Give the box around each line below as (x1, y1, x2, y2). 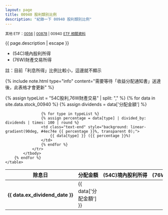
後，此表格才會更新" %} (5, 84, 54, 90)
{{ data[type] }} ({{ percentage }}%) (49, 134, 131, 139)
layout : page (5, 7, 32, 13)
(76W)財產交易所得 (12, 57, 52, 63)
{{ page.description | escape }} (5, 40, 69, 46)
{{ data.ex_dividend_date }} (7, 191, 73, 198)
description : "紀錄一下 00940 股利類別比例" (5, 17, 92, 22)
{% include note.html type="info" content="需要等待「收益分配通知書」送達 (5, 78, 161, 84)
